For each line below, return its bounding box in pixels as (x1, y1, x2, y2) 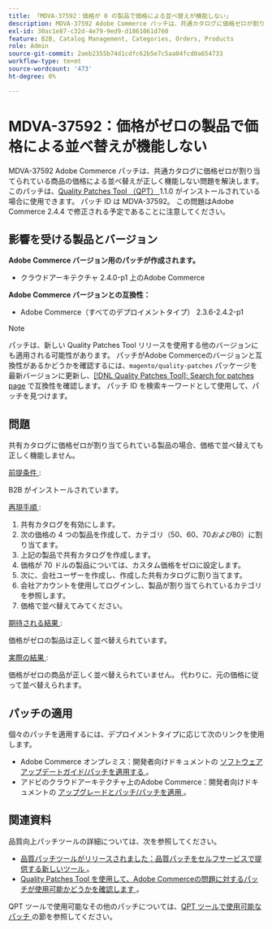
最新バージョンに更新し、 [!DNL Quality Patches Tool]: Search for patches (8, 371, 254, 380)
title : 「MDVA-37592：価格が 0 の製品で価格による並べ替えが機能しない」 (8, 11, 233, 20)
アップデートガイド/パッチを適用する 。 (19, 767, 153, 776)
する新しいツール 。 (27, 863, 94, 874)
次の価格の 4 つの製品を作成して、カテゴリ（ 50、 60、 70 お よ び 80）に (19, 530, 256, 540)
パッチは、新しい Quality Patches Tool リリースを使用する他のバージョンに (8, 341, 259, 350)
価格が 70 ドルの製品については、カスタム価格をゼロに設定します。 (19, 560, 246, 570)
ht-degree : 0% (8, 72, 57, 80)
